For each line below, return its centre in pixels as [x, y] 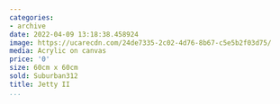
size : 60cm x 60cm [44, 68]
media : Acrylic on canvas [58, 51]
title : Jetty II [40, 84]
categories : [32, 17]
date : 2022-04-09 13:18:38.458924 [74, 34]
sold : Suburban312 [44, 76]
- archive [28, 26]
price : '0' [30, 59]
